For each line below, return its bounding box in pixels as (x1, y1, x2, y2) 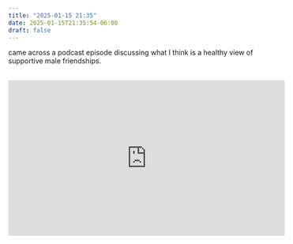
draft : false (8, 26, 51, 34)
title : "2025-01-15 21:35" (8, 11, 97, 20)
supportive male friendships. (8, 56, 102, 66)
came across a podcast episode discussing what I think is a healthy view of (8, 48, 254, 58)
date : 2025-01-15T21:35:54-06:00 (8, 19, 118, 27)
